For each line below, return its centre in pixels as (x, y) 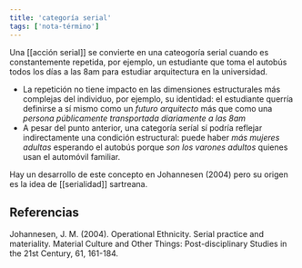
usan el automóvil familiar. (71, 156)
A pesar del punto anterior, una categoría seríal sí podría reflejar (142, 127)
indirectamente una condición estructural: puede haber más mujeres (151, 137)
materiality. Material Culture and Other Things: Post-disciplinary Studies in (148, 244)
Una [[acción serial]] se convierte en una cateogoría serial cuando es (139, 52)
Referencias (45, 212)
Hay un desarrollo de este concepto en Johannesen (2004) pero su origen (149, 174)
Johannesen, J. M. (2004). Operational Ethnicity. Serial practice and (136, 234)
